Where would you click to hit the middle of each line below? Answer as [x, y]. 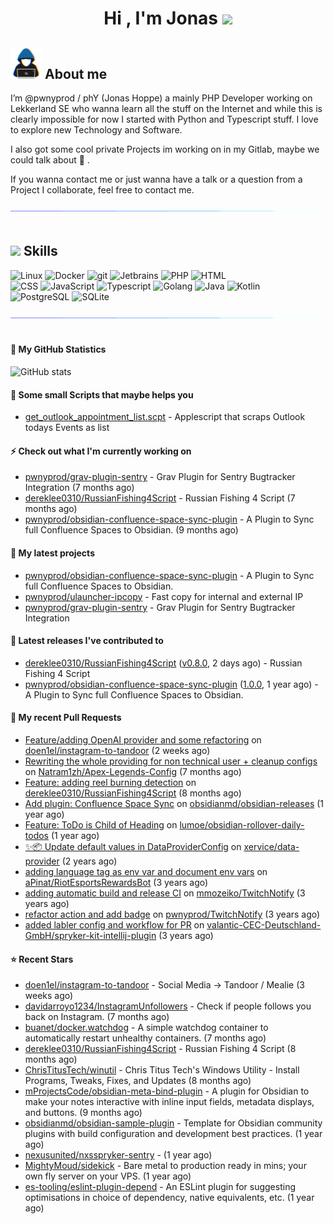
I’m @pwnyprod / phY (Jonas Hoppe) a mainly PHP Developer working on [161, 98]
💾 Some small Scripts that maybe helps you [102, 394]
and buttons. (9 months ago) [83, 1113]
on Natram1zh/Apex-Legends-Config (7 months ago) [133, 772]
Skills [40, 251]
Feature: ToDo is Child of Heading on [101, 825]
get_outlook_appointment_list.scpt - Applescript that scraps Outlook [165, 417]
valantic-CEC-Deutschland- [264, 925]
